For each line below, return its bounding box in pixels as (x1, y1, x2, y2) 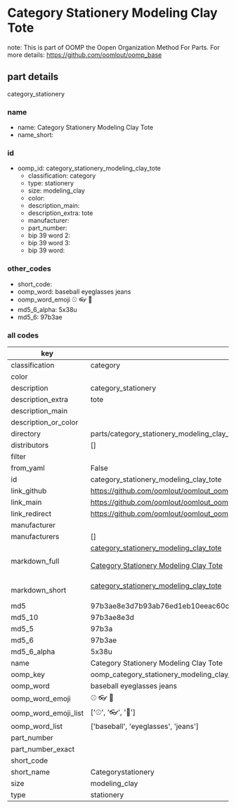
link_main (11, 497, 42, 507)
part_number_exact (11, 744, 75, 753)
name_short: (17, 131, 54, 139)
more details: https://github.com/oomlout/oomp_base (7, 51, 162, 59)
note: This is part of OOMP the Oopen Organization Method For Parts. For (7, 43, 220, 51)
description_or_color (11, 417, 79, 427)
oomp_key (11, 669, 46, 679)
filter (11, 451, 27, 461)
